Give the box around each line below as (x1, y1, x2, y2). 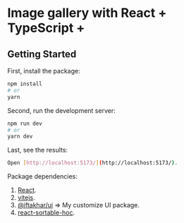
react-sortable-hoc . (17, 208, 75, 217)
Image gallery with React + (7, 5, 167, 21)
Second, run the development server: (7, 106, 116, 114)
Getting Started (7, 48, 77, 60)
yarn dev (7, 133, 33, 140)
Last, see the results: (7, 146, 68, 155)
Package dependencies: (7, 172, 78, 181)
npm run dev (7, 120, 42, 127)
